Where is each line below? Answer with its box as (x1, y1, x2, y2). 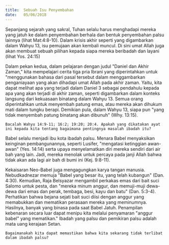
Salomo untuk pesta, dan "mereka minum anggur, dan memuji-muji (5, 183, 146, 189)
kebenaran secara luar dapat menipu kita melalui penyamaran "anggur (5, 210, 153, 216)
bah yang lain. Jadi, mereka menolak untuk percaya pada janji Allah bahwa (5, 151, 162, 157)
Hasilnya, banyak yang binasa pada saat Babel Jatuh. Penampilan (5, 204, 143, 210)
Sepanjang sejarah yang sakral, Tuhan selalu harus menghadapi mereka (5, 26, 156, 32)
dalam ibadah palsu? (5, 235, 49, 240)
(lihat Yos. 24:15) (5, 53, 41, 59)
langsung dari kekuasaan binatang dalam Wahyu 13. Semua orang (5, 95, 144, 102)
